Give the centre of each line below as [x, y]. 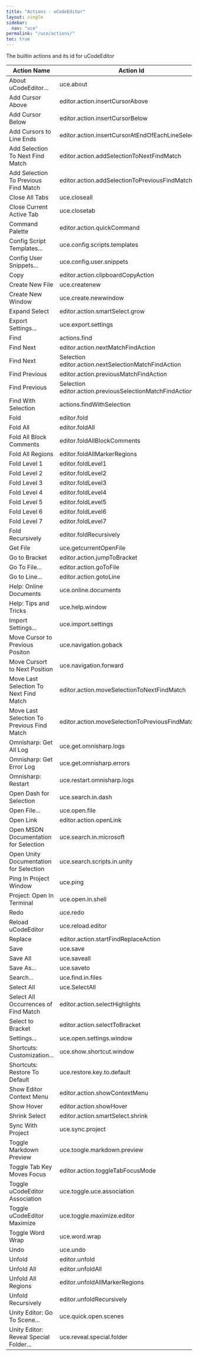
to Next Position [31, 669]
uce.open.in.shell [83, 899]
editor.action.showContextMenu [104, 1093]
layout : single [25, 17]
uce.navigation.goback [91, 645]
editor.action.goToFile [90, 567]
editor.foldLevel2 [83, 473]
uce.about [74, 84]
